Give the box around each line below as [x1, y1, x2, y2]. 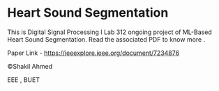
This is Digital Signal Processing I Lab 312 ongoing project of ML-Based [7, 28, 213, 36]
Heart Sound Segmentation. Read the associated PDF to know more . [7, 35, 206, 43]
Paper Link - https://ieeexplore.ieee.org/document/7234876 [7, 49, 180, 57]
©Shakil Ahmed [7, 62, 53, 70]
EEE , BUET [7, 75, 40, 84]
